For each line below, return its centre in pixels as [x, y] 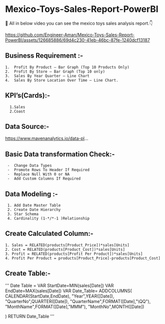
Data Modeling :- [32, 194]
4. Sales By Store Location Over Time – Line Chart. [62, 80]
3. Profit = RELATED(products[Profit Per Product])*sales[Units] [74, 254]
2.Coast [18, 111]
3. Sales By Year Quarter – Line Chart [48, 76]
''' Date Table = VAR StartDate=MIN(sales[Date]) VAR [59, 285]
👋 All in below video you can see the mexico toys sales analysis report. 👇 [79, 23]
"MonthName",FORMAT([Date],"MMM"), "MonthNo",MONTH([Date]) [75, 307]
